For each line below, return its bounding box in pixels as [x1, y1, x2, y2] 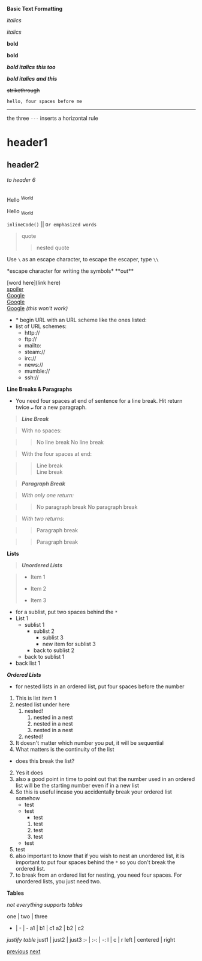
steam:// [24, 349, 46, 356]
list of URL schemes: [15, 323, 67, 330]
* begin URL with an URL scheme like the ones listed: [15, 316, 147, 324]
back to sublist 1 [24, 653, 65, 661]
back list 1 [15, 659, 41, 667]
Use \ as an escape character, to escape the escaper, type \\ [7, 256, 159, 263]
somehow [15, 795, 40, 802]
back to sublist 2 [33, 647, 74, 654]
